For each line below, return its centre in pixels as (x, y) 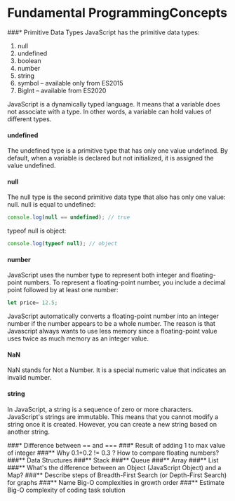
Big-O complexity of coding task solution (66, 490)
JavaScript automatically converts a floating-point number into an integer (113, 316)
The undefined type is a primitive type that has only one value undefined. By (117, 151)
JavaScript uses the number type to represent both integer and (99, 275)
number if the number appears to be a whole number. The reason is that (112, 324)
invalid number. (29, 378)
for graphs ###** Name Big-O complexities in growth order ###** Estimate (116, 482)
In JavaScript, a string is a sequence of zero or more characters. (100, 409)
